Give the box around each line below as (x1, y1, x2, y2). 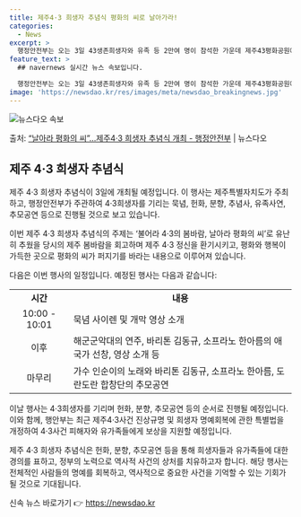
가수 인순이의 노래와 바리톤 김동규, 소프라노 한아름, (73, 365, 275, 378)
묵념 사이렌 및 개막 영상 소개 (73, 313, 185, 326)
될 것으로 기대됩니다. (9, 478, 82, 489)
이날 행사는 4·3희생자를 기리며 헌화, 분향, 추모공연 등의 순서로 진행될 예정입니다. (9, 403, 289, 414)
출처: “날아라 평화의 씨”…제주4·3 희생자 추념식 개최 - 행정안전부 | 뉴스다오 (9, 132, 267, 144)
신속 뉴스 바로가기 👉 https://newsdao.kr (9, 497, 156, 508)
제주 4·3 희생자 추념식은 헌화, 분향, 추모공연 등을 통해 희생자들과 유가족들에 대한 (9, 445, 288, 456)
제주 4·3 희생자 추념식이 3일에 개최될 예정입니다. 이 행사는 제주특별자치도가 (9, 187, 272, 197)
